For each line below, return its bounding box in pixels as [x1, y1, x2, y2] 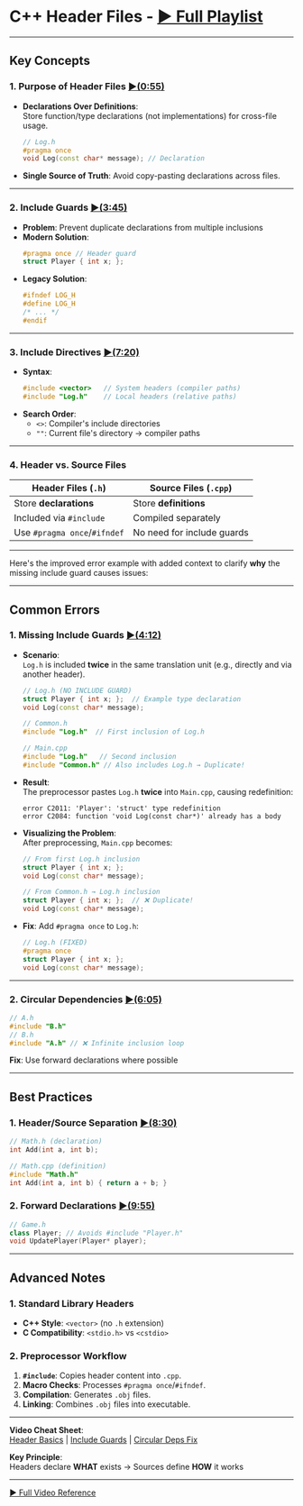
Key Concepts [9, 53, 90, 68]
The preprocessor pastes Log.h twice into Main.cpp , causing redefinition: [22, 786, 294, 797]
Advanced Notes [9, 1270, 106, 1285]
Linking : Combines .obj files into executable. [22, 1399, 191, 1410]
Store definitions [133, 497, 206, 510]
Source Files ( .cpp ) [149, 482, 233, 495]
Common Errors [9, 602, 101, 617]
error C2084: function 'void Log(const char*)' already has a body [22, 811, 281, 821]
